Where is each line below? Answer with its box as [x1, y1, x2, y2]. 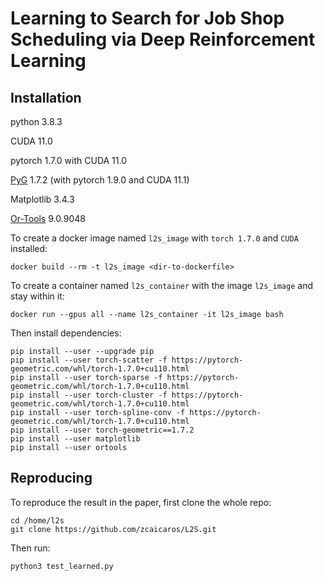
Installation [10, 89, 82, 106]
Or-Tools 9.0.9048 [10, 213, 86, 224]
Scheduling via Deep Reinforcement [10, 28, 316, 51]
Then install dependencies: [10, 327, 122, 339]
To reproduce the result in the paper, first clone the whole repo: [10, 496, 272, 508]
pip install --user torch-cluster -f [10, 390, 168, 400]
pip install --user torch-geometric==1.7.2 [10, 425, 195, 435]
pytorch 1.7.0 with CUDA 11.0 [10, 155, 128, 166]
